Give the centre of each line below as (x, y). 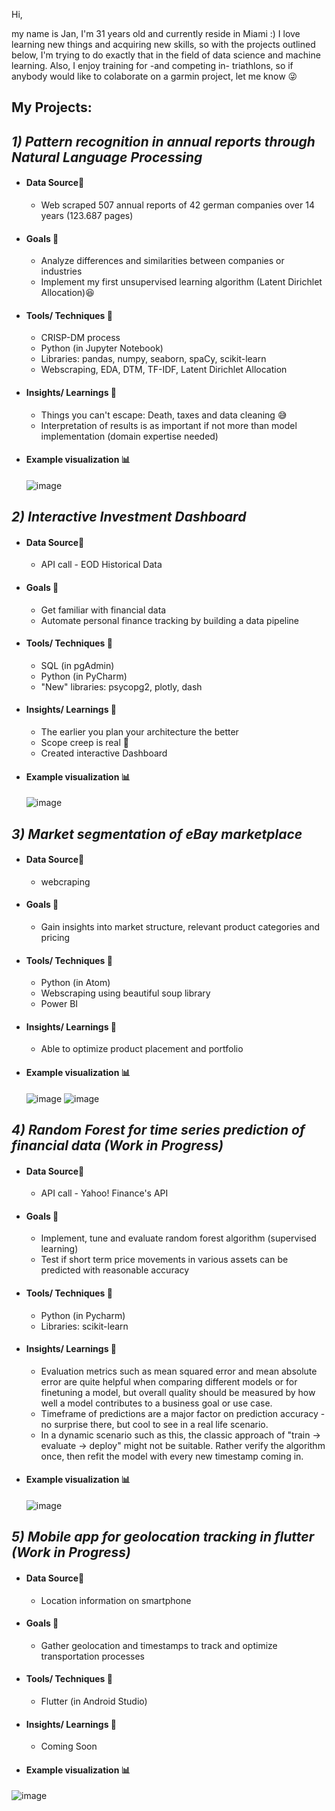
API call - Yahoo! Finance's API (104, 1193)
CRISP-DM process (80, 338)
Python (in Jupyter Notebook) (102, 348)
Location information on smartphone (116, 1600)
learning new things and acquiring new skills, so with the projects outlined (163, 44)
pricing (55, 937)
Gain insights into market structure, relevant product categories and (180, 927)
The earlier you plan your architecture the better (139, 732)
